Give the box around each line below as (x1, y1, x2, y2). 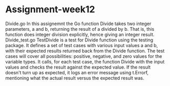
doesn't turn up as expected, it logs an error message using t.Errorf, (5, 69, 148, 75)
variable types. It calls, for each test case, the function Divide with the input (5, 58, 165, 64)
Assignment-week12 (5, 4, 95, 15)
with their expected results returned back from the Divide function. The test (5, 48, 165, 54)
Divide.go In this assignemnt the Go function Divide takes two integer (5, 20, 152, 27)
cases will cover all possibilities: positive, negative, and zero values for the (5, 53, 162, 59)
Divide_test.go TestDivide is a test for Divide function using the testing (5, 37, 154, 43)
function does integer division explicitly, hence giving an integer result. (5, 31, 155, 37)
